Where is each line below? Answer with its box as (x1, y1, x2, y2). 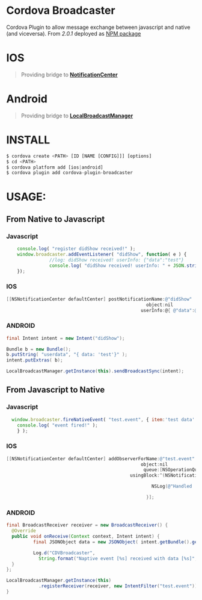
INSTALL (6, 133, 50, 146)
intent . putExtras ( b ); (6, 357, 63, 363)
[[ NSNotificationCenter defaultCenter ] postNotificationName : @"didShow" (6, 296, 192, 302)
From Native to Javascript (6, 214, 105, 224)
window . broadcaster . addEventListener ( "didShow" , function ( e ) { (17, 251, 187, 257)
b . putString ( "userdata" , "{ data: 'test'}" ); (6, 352, 128, 358)
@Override (11, 528, 36, 534)
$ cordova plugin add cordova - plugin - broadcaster (6, 170, 133, 176)
